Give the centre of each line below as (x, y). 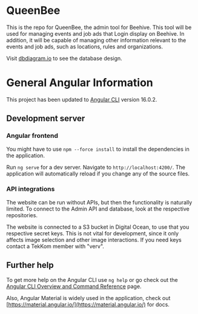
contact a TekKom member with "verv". (55, 246)
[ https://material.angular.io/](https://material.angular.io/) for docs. (88, 304)
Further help (30, 265)
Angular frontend (32, 136)
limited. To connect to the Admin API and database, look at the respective (98, 209)
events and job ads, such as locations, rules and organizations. (85, 47)
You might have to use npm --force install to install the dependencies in (98, 149)
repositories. (22, 215)
